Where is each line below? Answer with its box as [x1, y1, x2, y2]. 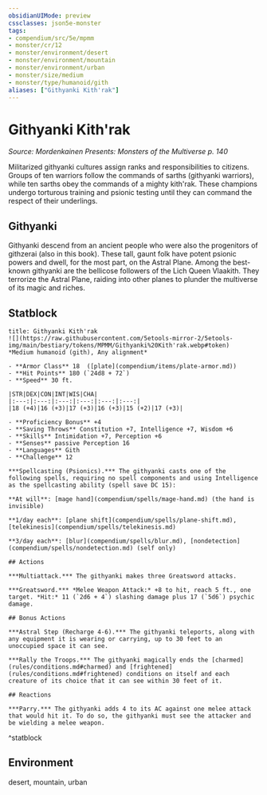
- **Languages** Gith [8, 446, 80, 454]
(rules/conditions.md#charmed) [8, 662, 112, 671]
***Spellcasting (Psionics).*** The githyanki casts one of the [8, 467, 226, 475]
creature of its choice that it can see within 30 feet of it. [8, 677, 223, 685]
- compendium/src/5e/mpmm [8, 34, 94, 42]
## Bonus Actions [8, 614, 66, 622]
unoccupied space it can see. [8, 642, 109, 650]
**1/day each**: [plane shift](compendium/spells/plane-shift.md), [8, 516, 238, 524]
